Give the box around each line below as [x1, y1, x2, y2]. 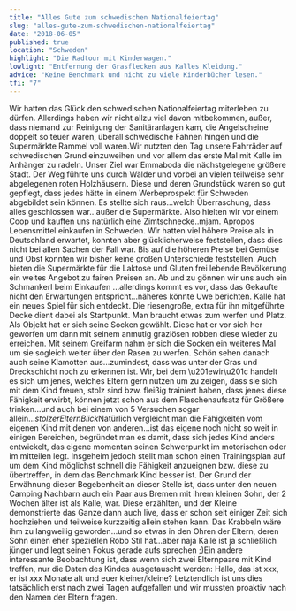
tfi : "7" [9, 79, 42, 88]
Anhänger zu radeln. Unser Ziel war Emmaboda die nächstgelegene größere [9, 159, 287, 170]
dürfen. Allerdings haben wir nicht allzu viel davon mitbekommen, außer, [9, 112, 272, 123]
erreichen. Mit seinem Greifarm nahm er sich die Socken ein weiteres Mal [9, 338, 277, 348]
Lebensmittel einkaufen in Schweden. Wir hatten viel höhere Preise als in [9, 225, 274, 235]
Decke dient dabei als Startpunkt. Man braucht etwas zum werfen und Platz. [9, 309, 287, 320]
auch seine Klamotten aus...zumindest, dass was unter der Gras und [9, 356, 258, 367]
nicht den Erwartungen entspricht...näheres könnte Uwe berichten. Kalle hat [9, 291, 285, 302]
